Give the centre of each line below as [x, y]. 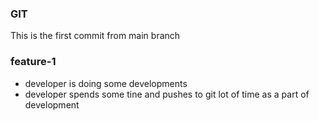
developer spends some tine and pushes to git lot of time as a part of [167, 94]
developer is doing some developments [106, 83]
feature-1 [33, 62]
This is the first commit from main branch [95, 36]
